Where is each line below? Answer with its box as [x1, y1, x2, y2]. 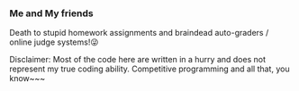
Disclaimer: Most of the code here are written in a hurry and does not [9, 54, 266, 65]
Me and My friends [9, 7, 94, 20]
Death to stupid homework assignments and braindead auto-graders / [9, 28, 269, 38]
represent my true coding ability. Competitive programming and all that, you [9, 63, 290, 74]
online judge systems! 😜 [9, 37, 99, 47]
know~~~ [9, 73, 46, 84]
